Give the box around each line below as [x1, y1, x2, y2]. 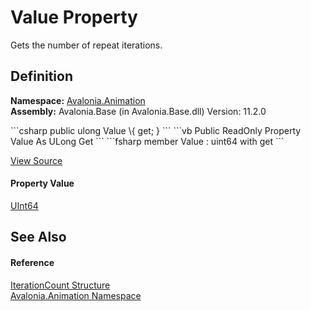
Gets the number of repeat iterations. [10, 39, 163, 51]
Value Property [10, 6, 138, 29]
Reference [10, 256, 55, 268]
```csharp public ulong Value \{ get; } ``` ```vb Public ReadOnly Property [10, 124, 302, 136]
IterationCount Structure [10, 279, 111, 291]
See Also [10, 229, 67, 246]
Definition [10, 68, 73, 85]
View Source [10, 154, 63, 166]
